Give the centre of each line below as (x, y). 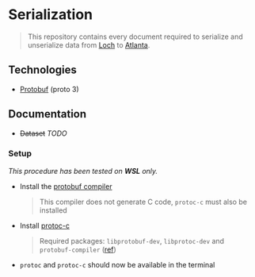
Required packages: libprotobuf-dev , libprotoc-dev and (131, 240)
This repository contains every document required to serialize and (135, 37)
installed (53, 210)
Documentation (48, 114)
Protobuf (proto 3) (49, 89)
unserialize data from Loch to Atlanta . (89, 44)
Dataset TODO (43, 133)
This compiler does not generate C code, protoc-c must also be (143, 202)
